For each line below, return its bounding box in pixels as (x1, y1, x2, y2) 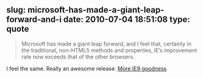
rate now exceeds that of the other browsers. (21, 53, 135, 60)
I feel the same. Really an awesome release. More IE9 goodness (6, 65, 167, 72)
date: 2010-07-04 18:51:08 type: (63, 15, 190, 25)
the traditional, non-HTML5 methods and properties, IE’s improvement (21, 46, 198, 54)
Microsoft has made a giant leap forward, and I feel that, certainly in (21, 40, 192, 48)
